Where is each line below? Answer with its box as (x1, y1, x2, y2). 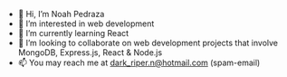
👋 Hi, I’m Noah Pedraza (17, 9, 105, 19)
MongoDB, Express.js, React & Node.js (17, 47, 163, 58)
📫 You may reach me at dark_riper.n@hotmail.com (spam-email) (17, 57, 261, 68)
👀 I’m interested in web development (17, 18, 155, 29)
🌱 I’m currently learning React (17, 28, 129, 38)
